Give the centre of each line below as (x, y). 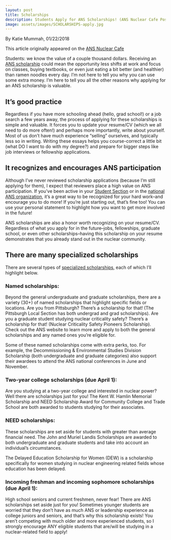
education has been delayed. (36, 469)
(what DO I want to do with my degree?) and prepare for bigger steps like (82, 146)
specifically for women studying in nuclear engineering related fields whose (85, 463)
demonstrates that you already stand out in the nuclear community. (76, 239)
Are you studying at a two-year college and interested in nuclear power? (81, 391)
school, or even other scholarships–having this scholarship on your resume (84, 233)
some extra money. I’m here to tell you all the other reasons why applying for (85, 80)
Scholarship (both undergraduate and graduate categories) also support (81, 356)
